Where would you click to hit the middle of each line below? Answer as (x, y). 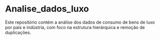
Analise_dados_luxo (47, 9)
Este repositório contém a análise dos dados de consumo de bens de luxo (80, 22)
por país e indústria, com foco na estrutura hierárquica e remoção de (75, 27)
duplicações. (18, 32)
